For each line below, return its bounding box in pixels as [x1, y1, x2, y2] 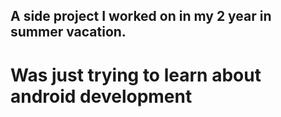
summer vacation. [10, 24, 127, 41]
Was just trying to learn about [10, 64, 262, 86]
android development [10, 85, 193, 108]
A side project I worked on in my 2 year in [10, 8, 272, 25]
